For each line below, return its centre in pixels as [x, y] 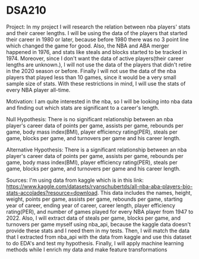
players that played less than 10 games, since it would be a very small [91, 77]
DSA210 [26, 10]
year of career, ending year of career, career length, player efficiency [91, 205]
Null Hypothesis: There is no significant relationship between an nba [90, 119]
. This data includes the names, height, [144, 192]
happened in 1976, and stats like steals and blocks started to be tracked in [97, 52]
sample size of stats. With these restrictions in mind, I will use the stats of [96, 83]
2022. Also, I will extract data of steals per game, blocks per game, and [94, 218]
